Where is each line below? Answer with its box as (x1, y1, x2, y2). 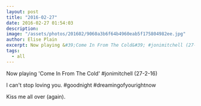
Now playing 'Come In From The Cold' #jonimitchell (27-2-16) (6, 69, 158, 77)
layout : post (6, 8, 39, 15)
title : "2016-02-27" (6, 14, 58, 20)
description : (6, 25, 39, 32)
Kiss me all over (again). (6, 93, 66, 100)
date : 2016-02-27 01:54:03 (6, 20, 74, 26)
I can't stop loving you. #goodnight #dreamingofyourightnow (6, 81, 157, 89)
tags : (6, 48, 20, 54)
